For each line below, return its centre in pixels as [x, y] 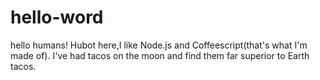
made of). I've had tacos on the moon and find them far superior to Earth [160, 55]
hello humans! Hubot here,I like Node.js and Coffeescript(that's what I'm [159, 45]
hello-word [57, 17]
